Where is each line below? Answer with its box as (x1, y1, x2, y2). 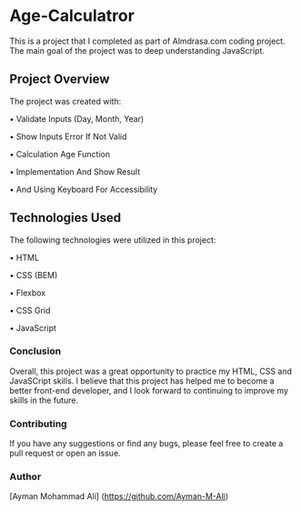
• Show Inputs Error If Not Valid (9, 131, 127, 142)
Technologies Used (9, 210, 121, 225)
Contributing (9, 417, 67, 430)
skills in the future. (9, 395, 79, 406)
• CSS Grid (9, 305, 51, 316)
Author (9, 470, 42, 483)
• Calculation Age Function (9, 148, 111, 159)
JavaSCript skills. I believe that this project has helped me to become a (9, 375, 275, 386)
